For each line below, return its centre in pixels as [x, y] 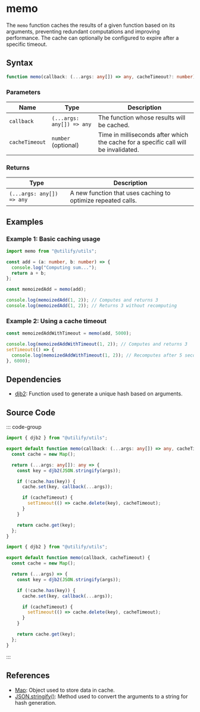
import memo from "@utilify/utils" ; [51, 251]
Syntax [20, 63]
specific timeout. [27, 44]
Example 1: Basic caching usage [53, 239]
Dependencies [34, 379]
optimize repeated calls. [103, 201]
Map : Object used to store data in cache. [65, 690]
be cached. [114, 125]
